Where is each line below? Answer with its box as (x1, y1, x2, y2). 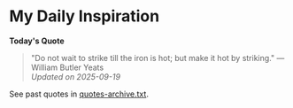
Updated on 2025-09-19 (30, 71, 121, 81)
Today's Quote (9, 35, 65, 46)
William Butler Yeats (30, 62, 104, 73)
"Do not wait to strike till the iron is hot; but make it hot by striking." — (30, 52, 285, 63)
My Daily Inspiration (9, 6, 160, 27)
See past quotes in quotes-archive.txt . (9, 89, 149, 99)
